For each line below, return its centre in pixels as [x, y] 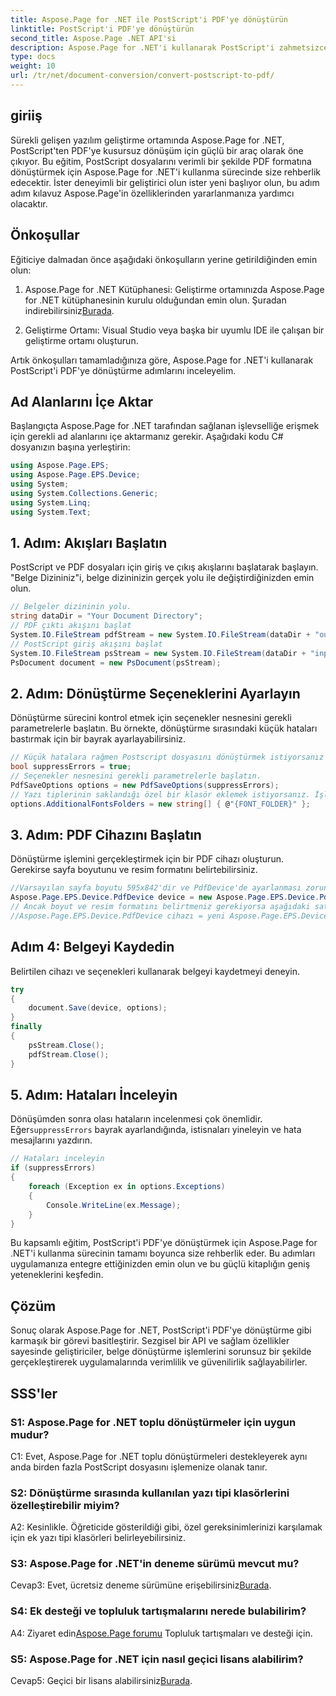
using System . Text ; [51, 512]
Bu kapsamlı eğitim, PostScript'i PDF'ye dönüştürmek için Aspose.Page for [164, 1243]
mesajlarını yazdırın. [51, 1140]
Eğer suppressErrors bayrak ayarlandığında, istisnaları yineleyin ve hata [156, 1130]
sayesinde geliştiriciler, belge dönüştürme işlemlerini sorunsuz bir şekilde [161, 1352]
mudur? [30, 1434]
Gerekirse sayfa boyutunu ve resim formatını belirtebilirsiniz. [134, 870]
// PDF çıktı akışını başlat [71, 626]
